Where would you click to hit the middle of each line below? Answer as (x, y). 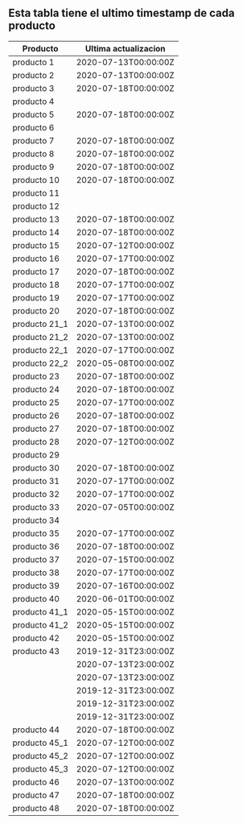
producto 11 (36, 193)
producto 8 (33, 154)
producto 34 (36, 520)
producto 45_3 (40, 768)
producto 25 (36, 402)
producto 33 (36, 507)
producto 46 (36, 782)
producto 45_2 (40, 756)
